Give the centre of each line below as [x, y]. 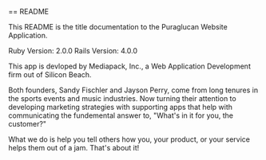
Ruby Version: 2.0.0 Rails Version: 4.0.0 [73, 51]
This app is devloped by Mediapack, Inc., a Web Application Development [130, 66]
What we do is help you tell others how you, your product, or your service [129, 139]
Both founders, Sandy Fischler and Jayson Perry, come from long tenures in [133, 90]
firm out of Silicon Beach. [50, 74]
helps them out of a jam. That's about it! [74, 148]
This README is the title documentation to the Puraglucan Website [118, 27]
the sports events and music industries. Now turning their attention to [123, 98]
